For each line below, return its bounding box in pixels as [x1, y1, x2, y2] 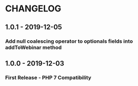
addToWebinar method [5, 44, 62, 51]
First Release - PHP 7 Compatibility [5, 74, 92, 81]
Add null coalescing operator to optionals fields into [5, 38, 133, 45]
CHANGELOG [5, 3, 61, 14]
